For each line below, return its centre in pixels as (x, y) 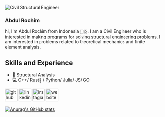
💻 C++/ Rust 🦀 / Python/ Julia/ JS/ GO (51, 80)
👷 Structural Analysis (34, 75)
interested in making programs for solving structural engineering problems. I (83, 37)
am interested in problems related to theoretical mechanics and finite (75, 42)
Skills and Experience (39, 62)
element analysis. (23, 47)
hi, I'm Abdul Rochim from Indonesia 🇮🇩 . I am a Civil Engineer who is (76, 31)
